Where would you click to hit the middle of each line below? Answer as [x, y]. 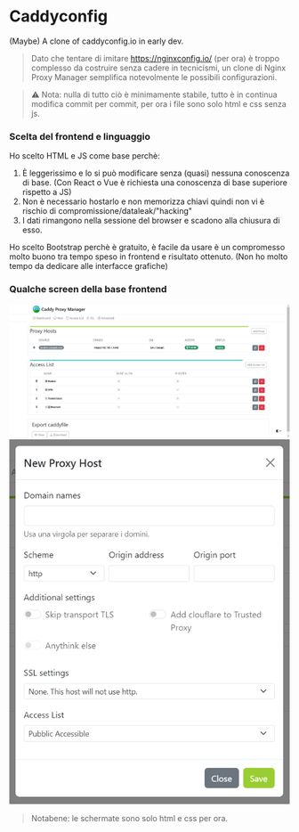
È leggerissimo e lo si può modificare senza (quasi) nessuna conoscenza [156, 173]
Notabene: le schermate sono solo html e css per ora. [129, 819]
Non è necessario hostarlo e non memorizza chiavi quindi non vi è [143, 201]
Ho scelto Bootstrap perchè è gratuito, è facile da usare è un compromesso [147, 248]
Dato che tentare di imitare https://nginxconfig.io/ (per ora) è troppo [155, 58]
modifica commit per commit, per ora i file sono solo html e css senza [158, 103]
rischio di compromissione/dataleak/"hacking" [107, 211]
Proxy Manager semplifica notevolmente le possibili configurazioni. [154, 77]
